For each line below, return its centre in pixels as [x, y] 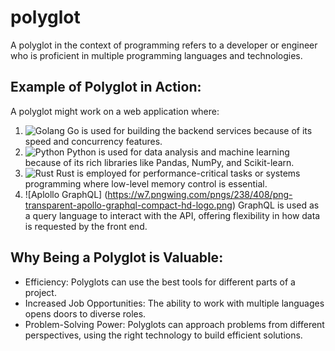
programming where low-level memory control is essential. [146, 183]
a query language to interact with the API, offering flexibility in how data [172, 215]
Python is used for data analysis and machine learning [178, 152]
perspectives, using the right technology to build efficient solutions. [163, 335]
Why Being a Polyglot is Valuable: [117, 257]
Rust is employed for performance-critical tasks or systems [178, 173]
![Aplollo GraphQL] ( [66, 194]
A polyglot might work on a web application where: [115, 111]
